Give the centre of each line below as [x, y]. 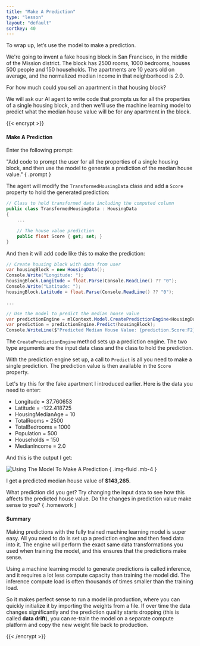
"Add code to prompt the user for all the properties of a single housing [92, 162]
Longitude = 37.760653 [43, 402]
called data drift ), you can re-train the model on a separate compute [90, 619]
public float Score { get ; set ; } [60, 236]
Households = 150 [37, 440]
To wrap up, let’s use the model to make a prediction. [71, 45]
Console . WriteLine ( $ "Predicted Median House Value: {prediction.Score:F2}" [102, 330]
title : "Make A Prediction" [41, 12]
